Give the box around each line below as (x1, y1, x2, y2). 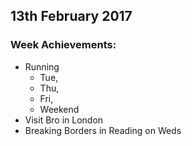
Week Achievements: (10, 38, 117, 52)
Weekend (39, 103, 80, 115)
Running (24, 60, 60, 73)
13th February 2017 (10, 8, 133, 25)
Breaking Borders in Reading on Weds (24, 124, 182, 136)
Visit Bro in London (24, 114, 104, 126)
